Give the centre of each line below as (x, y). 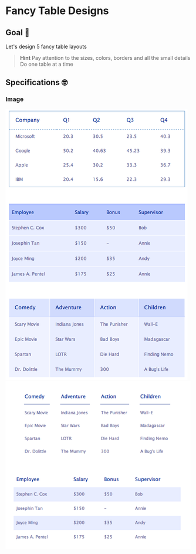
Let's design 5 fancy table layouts (46, 46)
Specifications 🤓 (37, 82)
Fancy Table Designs (57, 11)
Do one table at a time (47, 64)
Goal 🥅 (18, 33)
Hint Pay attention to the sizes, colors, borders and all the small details (105, 58)
